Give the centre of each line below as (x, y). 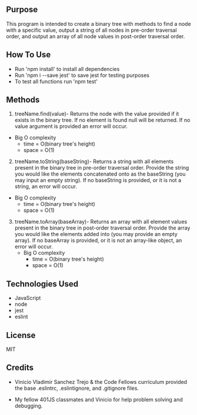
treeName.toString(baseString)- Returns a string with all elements (94, 161)
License (21, 335)
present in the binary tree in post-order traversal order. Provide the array (102, 228)
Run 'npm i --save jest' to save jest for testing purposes (82, 75)
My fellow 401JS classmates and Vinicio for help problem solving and (99, 399)
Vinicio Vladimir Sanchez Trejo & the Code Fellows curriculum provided (101, 382)
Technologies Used (42, 284)
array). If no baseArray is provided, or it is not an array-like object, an (98, 241)
